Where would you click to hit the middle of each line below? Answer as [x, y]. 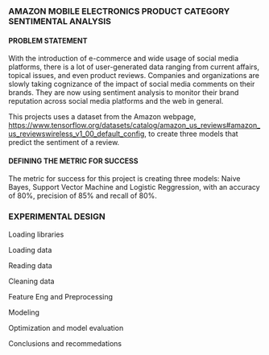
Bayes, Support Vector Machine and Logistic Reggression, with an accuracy [134, 188]
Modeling [24, 312]
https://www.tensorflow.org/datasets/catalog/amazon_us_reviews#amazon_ [134, 126]
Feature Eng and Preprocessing [61, 296]
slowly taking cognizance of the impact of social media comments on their [132, 84]
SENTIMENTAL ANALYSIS [60, 21]
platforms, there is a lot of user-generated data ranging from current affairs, [134, 67]
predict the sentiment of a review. [64, 142]
